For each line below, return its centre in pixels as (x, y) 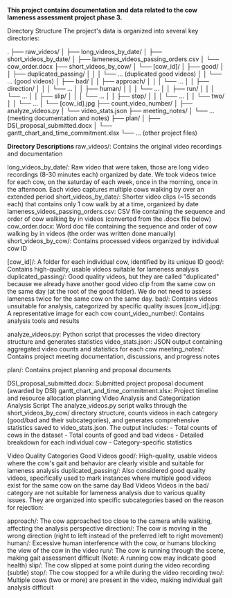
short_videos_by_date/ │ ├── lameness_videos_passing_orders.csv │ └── (113, 59)
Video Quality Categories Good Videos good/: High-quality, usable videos (112, 456)
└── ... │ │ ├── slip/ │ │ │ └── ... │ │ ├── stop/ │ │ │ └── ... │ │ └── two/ (116, 96)
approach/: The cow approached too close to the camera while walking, (110, 521)
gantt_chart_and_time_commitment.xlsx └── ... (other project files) (102, 133)
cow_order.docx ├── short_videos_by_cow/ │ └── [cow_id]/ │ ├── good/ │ (116, 66)
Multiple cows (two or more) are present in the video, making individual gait (115, 580)
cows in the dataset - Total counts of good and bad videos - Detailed (106, 435)
